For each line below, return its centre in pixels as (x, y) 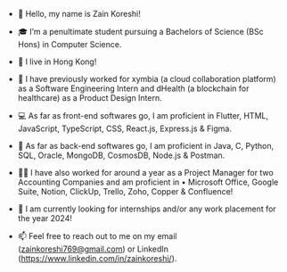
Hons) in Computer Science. (70, 44)
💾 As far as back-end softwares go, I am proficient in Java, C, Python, (146, 146)
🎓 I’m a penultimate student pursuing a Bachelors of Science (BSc (141, 32)
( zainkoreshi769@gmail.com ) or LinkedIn (93, 249)
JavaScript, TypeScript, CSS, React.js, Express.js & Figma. (124, 128)
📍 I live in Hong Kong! (57, 62)
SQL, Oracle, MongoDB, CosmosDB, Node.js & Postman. (121, 155)
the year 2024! (45, 218)
